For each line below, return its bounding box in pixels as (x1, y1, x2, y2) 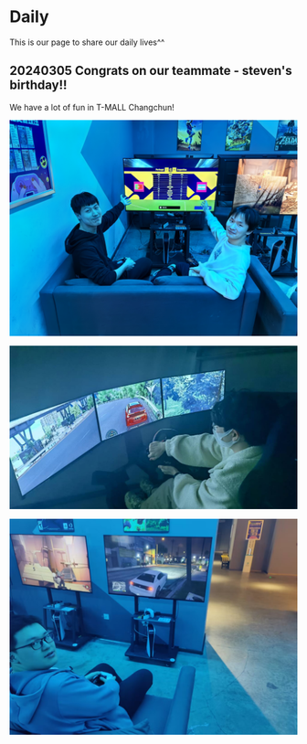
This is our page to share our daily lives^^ (9, 37, 165, 48)
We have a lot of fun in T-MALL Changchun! (9, 101, 175, 112)
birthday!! (9, 78, 68, 93)
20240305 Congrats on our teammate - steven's (9, 63, 292, 79)
